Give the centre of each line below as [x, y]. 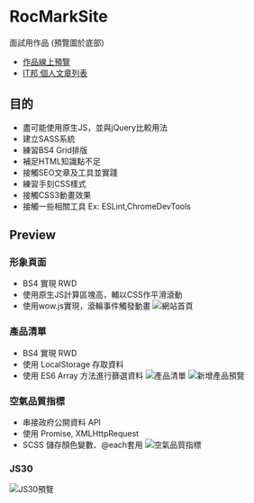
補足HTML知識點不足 [61, 161]
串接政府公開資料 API [62, 422]
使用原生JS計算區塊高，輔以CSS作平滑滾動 [102, 295]
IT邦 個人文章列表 [55, 73]
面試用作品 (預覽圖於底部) [57, 42]
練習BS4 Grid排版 [55, 149]
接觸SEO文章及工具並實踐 [70, 172]
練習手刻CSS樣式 [54, 184]
